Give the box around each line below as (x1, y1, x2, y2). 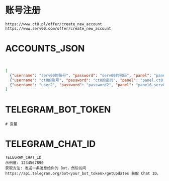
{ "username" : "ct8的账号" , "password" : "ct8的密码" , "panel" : (10, 78, 138, 83)
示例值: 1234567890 (5, 160, 44, 165)
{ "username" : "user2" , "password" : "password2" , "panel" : (10, 82, 134, 87)
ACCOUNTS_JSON (5, 43, 85, 54)
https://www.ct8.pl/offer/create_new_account (5, 21, 102, 27)
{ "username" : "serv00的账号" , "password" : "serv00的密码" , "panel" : (10, 73, 152, 78)
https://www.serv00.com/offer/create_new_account (5, 26, 112, 31)
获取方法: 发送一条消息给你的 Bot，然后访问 (5, 166, 87, 171)
